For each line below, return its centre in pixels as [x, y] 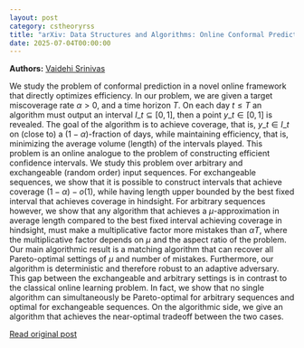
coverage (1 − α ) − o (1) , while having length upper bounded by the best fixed [152, 192]
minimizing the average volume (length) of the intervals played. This [136, 144]
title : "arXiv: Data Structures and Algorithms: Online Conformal [137, 34]
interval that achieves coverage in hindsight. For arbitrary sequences [138, 202]
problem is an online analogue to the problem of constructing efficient [139, 154]
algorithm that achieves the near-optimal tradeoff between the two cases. [147, 316]
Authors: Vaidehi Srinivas [57, 69]
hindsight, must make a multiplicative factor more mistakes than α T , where [148, 230]
